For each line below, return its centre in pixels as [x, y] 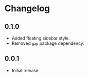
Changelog [27, 9]
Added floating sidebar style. [41, 38]
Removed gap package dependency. [48, 43]
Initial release [25, 70]
